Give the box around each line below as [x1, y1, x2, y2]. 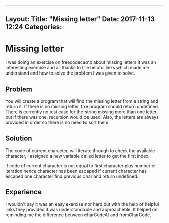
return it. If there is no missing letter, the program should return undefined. [5, 104, 159, 110]
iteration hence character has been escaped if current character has [5, 168, 147, 174]
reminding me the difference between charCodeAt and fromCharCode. [5, 212, 152, 218]
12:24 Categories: [5, 23, 62, 31]
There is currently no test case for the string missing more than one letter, [5, 109, 158, 115]
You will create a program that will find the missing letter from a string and [5, 98, 158, 104]
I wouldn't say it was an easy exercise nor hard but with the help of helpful [5, 201, 159, 207]
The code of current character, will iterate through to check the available [5, 147, 155, 154]
